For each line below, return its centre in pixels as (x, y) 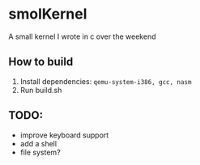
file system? (40, 152)
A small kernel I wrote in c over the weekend (82, 36)
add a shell (38, 143)
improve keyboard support (64, 135)
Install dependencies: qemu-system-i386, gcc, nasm (106, 81)
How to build (41, 62)
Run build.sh (41, 90)
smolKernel (48, 14)
